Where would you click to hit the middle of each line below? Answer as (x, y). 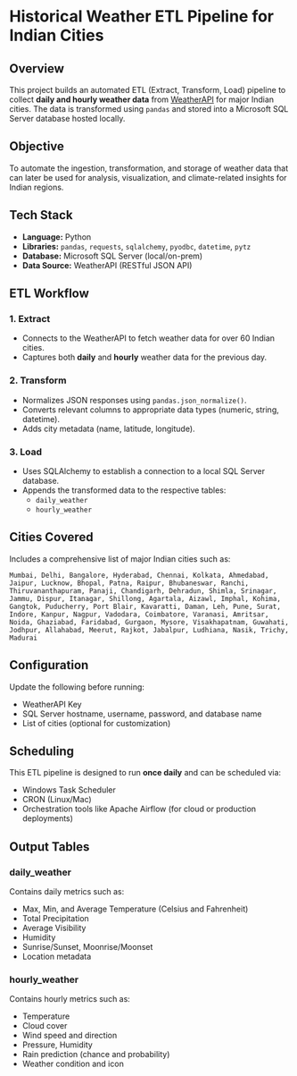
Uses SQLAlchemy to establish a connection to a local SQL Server (144, 470)
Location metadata (57, 957)
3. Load (26, 452)
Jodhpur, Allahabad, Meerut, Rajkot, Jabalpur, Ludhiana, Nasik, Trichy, (149, 630)
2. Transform (38, 380)
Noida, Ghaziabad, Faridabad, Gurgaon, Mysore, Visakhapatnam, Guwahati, (149, 622)
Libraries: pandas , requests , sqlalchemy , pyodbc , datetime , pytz (136, 246)
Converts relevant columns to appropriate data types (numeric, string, (150, 410)
